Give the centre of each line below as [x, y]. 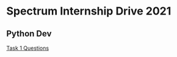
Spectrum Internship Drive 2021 [89, 11]
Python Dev [29, 34]
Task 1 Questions [28, 48]
